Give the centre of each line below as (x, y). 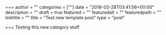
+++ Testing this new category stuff (42, 27)
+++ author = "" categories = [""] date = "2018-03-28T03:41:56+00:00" (80, 7)
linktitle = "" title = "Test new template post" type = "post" (65, 17)
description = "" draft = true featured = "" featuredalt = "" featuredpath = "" (83, 12)
